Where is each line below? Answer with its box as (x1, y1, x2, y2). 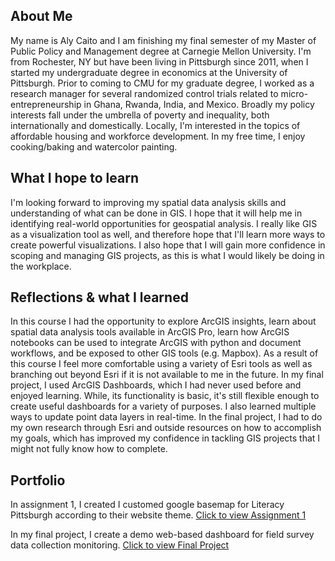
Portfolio (10, 472, 66, 489)
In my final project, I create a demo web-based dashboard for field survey (10, 529, 315, 541)
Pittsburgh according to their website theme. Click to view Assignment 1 (10, 509, 307, 521)
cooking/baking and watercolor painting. (10, 140, 178, 153)
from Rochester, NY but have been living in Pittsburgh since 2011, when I (10, 55, 309, 68)
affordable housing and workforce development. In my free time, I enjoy (10, 130, 306, 142)
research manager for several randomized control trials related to (10, 87, 279, 99)
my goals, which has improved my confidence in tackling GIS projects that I (10, 432, 321, 444)
